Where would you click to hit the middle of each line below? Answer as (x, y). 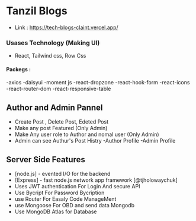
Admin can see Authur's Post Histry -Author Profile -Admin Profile (95, 141)
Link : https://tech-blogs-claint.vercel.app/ (66, 27)
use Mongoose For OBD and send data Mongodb (75, 206)
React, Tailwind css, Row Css (50, 56)
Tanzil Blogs (37, 11)
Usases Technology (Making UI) (53, 43)
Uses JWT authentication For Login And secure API (77, 187)
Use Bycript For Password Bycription (60, 193)
